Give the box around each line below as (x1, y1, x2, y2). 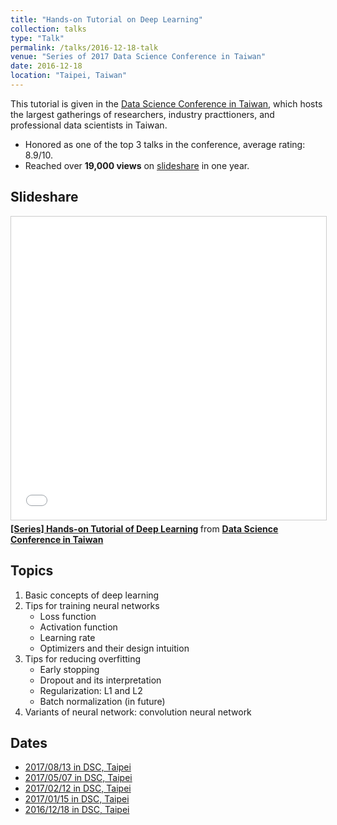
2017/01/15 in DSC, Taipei (24, 793, 130, 805)
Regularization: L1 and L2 (39, 684, 143, 696)
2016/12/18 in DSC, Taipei (24, 804, 130, 816)
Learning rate (39, 631, 96, 643)
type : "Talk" (10, 33, 65, 43)
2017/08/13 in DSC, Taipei (24, 761, 132, 773)
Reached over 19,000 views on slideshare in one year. (24, 159, 250, 171)
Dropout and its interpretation (39, 674, 162, 686)
